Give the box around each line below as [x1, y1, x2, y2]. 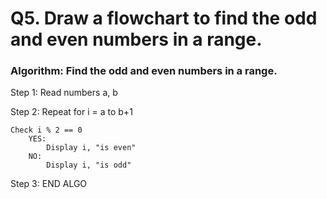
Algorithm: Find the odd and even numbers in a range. [10, 64, 278, 78]
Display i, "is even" [46, 143, 137, 153]
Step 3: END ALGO [10, 178, 88, 190]
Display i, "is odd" [46, 160, 132, 171]
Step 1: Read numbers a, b [10, 87, 118, 99]
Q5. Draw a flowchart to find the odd [10, 7, 318, 30]
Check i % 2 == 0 [10, 125, 83, 136]
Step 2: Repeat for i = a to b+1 [10, 106, 133, 118]
